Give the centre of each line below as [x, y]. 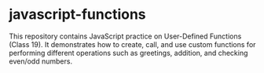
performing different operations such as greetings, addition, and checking [128, 53]
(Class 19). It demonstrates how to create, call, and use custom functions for [132, 44]
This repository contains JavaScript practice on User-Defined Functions [125, 36]
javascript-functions [77, 15]
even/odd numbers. [41, 61]
